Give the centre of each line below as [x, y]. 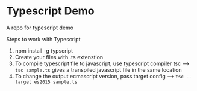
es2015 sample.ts [56, 82]
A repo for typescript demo [40, 28]
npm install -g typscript [44, 51]
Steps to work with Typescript [43, 39]
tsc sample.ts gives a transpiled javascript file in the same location [98, 69]
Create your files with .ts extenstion [59, 57]
